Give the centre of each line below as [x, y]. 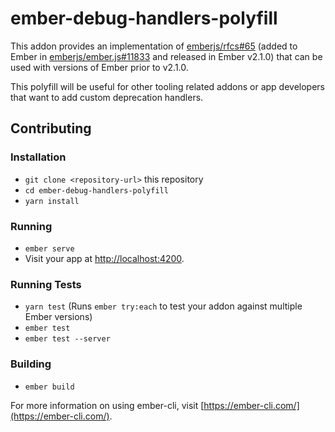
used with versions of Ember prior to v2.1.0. [99, 67]
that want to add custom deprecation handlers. [107, 97]
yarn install [52, 201]
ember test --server [67, 339]
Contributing [51, 128]
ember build [49, 387]
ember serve [49, 248]
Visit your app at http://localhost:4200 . [104, 258]
